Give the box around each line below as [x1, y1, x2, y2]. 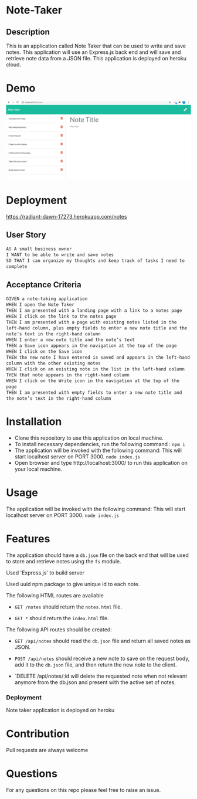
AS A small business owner [6, 246, 72, 252]
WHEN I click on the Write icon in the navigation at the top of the [6, 378, 180, 384]
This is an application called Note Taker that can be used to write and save [6, 42, 186, 49]
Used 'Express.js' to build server [6, 569, 85, 576]
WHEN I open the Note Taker [6, 302, 75, 308]
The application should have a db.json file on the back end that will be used [6, 552, 189, 559]
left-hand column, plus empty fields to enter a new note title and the [6, 325, 188, 331]
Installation [6, 415, 62, 429]
